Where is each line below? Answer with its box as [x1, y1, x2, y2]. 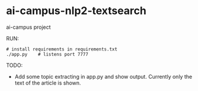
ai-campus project [6, 23, 51, 31]
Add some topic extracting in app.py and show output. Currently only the [14, 73, 193, 80]
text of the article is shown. [14, 79, 82, 86]
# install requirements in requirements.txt [6, 46, 118, 52]
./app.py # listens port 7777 [6, 51, 89, 57]
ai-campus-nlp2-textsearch [6, 4, 147, 18]
